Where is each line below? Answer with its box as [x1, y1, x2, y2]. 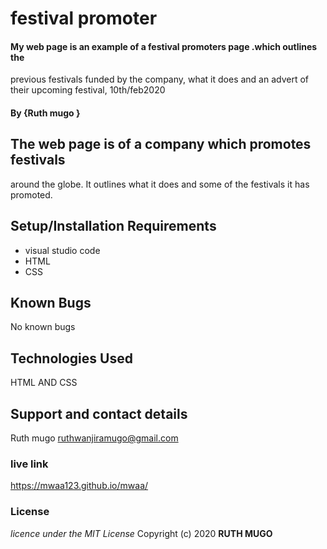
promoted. [10, 188, 53, 201]
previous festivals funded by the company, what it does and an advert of [10, 73, 310, 86]
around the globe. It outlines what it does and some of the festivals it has [10, 178, 310, 190]
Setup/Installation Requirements [10, 218, 217, 235]
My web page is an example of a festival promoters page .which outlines [10, 40, 318, 52]
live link [10, 457, 49, 471]
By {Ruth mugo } [10, 107, 81, 119]
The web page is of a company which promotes [10, 136, 312, 153]
